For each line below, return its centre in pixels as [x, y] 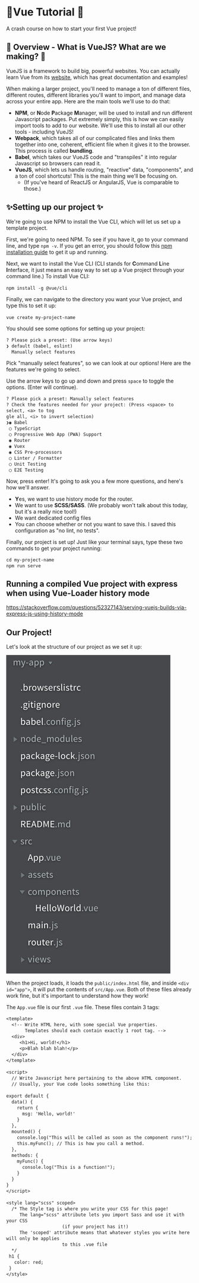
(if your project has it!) [95, 1227]
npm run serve [24, 566]
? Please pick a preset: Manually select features [70, 399]
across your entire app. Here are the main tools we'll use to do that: [89, 101]
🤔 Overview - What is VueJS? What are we [86, 47]
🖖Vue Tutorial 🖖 [45, 12]
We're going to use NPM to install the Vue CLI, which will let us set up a [94, 222]
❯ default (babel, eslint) [40, 346]
